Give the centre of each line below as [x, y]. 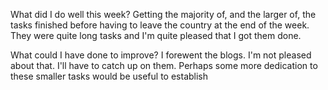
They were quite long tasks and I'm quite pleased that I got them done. [156, 35]
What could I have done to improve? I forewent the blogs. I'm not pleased [161, 55]
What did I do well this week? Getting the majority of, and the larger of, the [163, 14]
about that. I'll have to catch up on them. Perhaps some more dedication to [164, 65]
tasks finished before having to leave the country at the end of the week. [160, 25]
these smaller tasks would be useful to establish [109, 76]
